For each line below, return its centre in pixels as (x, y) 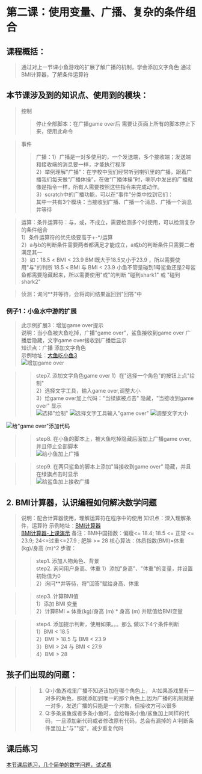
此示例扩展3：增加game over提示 (62, 325)
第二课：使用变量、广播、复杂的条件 (96, 12)
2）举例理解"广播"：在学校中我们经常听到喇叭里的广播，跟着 (111, 171)
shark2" (31, 281)
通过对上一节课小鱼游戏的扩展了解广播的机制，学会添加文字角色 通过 (106, 67)
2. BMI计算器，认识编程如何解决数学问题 (81, 502)
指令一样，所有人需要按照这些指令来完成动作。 (105, 186)
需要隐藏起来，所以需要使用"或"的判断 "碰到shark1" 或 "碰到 (106, 275)
